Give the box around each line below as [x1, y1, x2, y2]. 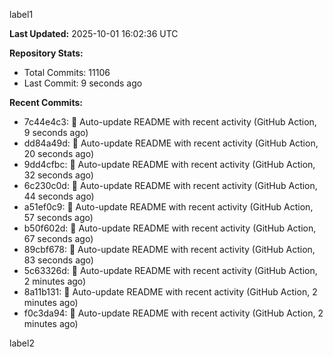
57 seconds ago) [23, 212, 94, 223]
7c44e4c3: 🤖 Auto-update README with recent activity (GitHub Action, [23, 116, 317, 128]
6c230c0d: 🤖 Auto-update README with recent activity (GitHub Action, [23, 180, 318, 191]
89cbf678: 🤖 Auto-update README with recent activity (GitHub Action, [23, 244, 316, 255]
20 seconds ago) [23, 148, 95, 159]
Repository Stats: [9, 47, 84, 59]
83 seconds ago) [23, 254, 94, 266]
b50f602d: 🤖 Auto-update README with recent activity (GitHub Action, [23, 222, 317, 234]
